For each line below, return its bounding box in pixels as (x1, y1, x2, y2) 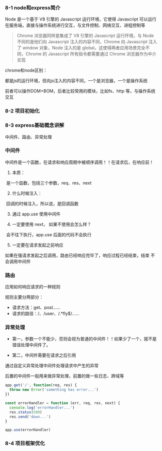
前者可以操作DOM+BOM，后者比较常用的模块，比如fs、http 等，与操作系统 (5, 88, 156, 94)
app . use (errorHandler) (5, 428, 51, 432)
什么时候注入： (12, 190, 42, 196)
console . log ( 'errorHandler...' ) (9, 405, 75, 410)
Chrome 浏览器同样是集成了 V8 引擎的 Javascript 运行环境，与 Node (16, 33, 154, 38)
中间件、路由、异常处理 (5, 134, 52, 140)
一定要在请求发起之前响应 (12, 242, 64, 248)
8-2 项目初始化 (5, 108, 40, 114)
